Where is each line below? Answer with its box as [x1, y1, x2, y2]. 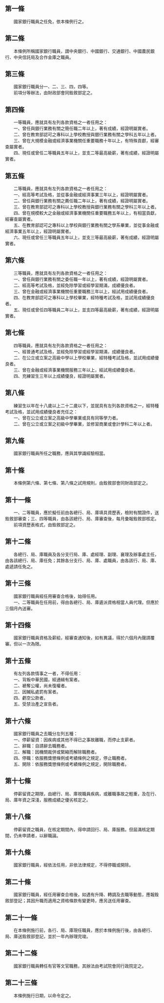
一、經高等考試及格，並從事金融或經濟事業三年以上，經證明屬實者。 [13, 192, 150, 198]
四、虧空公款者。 [13, 695, 48, 701]
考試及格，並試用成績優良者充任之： [5, 408, 78, 414]
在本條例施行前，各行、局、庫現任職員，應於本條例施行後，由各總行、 [13, 927, 155, 933]
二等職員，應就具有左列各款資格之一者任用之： [13, 186, 108, 192]
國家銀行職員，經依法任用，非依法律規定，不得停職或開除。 [13, 862, 133, 868]
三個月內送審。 [5, 605, 35, 611]
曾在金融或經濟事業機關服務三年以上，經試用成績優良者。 [21, 367, 138, 373]
